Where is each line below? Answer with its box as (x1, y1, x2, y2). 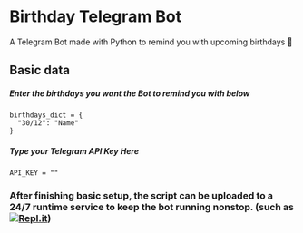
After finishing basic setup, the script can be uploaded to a (9, 189, 274, 202)
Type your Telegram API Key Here (9, 145, 139, 156)
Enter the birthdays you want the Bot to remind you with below (9, 88, 250, 99)
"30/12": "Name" (17, 119, 79, 128)
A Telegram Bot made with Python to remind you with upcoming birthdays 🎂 (9, 36, 293, 47)
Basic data (9, 63, 71, 78)
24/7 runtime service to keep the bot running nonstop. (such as (9, 201, 295, 214)
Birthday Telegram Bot (9, 6, 182, 27)
